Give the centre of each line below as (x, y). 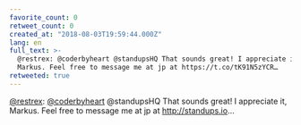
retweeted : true (39, 76)
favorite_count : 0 (43, 17)
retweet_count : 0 (42, 26)
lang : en (26, 42)
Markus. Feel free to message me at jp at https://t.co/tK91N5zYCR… (148, 68)
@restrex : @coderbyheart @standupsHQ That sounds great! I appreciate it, (148, 101)
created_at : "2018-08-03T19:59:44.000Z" (86, 34)
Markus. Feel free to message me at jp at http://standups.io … (122, 110)
